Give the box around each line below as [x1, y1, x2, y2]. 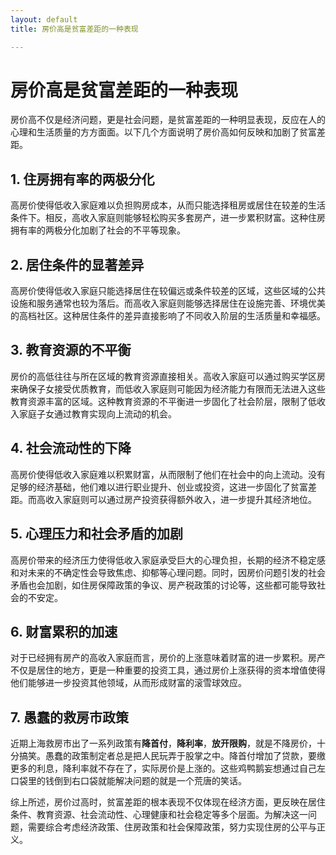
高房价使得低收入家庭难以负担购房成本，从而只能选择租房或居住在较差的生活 [10, 199, 326, 211]
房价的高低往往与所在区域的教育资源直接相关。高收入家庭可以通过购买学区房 [10, 370, 326, 382]
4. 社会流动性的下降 [10, 440, 132, 457]
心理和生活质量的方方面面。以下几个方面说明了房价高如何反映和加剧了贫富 [10, 126, 317, 138]
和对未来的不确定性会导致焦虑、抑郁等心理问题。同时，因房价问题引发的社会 [10, 566, 326, 578]
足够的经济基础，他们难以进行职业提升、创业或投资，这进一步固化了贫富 [10, 481, 308, 493]
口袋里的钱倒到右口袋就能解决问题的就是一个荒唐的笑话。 [10, 775, 247, 787]
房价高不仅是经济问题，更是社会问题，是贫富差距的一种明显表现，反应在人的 [10, 114, 326, 126]
